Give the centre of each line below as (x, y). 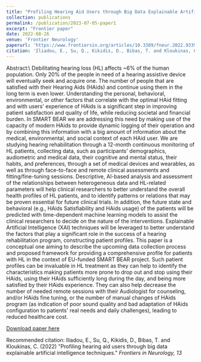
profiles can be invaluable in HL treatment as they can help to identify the (96, 265)
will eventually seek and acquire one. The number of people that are (90, 80)
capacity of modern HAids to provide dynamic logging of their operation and (100, 125)
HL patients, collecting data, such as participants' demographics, (86, 151)
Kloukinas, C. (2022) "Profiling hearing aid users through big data (87, 346)
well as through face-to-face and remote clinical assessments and (88, 170)
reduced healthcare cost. (37, 316)
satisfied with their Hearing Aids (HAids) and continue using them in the (95, 87)
